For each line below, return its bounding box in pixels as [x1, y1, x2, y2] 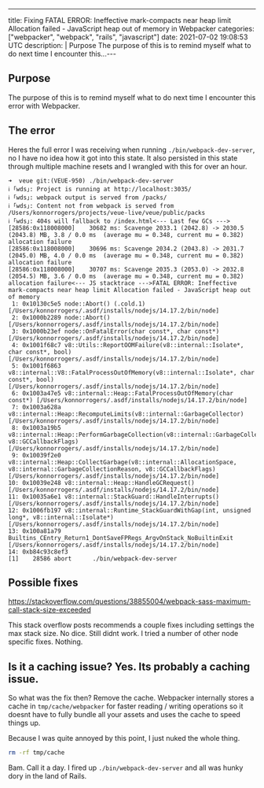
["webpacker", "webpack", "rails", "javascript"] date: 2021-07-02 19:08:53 [8, 32, 248, 42]
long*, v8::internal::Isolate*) [8, 513, 114, 521]
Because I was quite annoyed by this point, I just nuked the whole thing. [8, 734, 240, 743]
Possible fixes [8, 576, 79, 590]
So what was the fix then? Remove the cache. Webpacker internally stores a [8, 694, 255, 703]
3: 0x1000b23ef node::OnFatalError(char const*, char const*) [11, 327, 220, 335]
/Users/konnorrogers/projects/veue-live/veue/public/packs [8, 209, 206, 216]
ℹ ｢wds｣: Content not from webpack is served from [8, 202, 174, 209]
